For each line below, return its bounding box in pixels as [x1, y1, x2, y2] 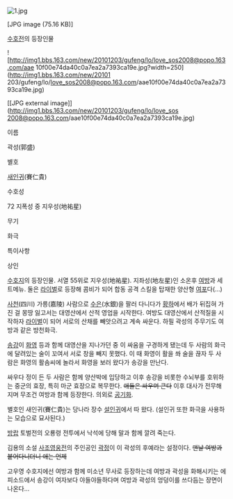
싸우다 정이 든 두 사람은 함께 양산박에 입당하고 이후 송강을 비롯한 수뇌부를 [7, 373, 206, 381]
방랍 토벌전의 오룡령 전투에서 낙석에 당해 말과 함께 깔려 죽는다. [7, 429, 176, 437]
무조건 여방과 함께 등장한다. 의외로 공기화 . [19, 390, 134, 399]
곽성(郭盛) [7, 143, 35, 151]
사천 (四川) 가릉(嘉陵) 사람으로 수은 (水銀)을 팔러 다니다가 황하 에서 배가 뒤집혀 [7, 300, 217, 308]
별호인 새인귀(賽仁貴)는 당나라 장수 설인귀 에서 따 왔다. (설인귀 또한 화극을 [7, 405, 207, 413]
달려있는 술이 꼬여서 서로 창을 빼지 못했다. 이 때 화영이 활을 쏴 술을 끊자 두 [14, 349, 214, 358]
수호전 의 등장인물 [7, 35, 54, 43]
